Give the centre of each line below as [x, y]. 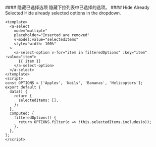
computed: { [22, 113]
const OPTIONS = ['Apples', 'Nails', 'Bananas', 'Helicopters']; [74, 83]
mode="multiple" [31, 31]
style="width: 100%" [35, 44]
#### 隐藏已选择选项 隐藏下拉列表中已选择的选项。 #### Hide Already [77, 7]
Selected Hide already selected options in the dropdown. [63, 13]
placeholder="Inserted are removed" [52, 35]
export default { [23, 87]
